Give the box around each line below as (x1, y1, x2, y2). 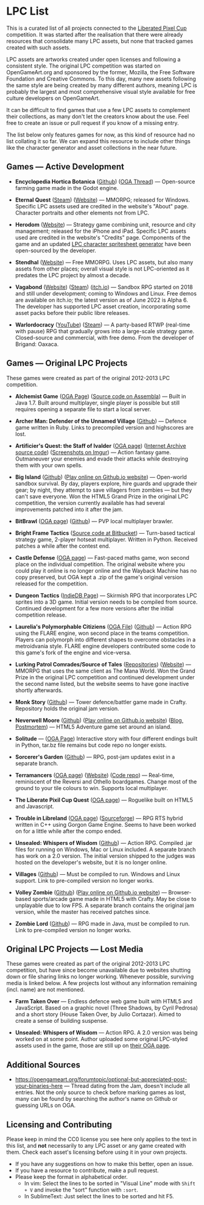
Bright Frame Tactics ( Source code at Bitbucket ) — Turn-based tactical (15, 529, 195, 537)
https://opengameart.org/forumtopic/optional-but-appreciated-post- (15, 1076, 188, 1083)
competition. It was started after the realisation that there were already (6, 30, 183, 38)
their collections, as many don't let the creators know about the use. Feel (6, 113, 189, 120)
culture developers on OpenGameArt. (6, 94, 100, 102)
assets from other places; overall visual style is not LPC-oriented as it (15, 265, 190, 272)
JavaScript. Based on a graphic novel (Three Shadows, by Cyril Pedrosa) (15, 1004, 198, 1012)
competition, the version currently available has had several (15, 499, 165, 506)
